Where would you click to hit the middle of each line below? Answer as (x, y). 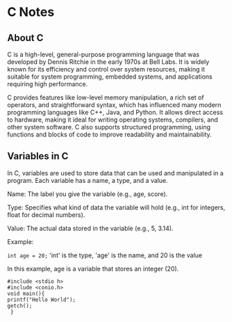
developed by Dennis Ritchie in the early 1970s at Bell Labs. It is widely (108, 62)
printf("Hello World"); (42, 300)
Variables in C (38, 156)
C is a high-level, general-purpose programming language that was (103, 54)
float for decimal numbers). (46, 215)
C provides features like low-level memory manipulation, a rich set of (106, 97)
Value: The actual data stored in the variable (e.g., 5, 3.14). (90, 228)
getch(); (20, 306)
